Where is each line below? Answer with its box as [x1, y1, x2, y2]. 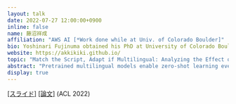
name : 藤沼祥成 [7, 30, 48, 37]
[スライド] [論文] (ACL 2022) [7, 89, 91, 98]
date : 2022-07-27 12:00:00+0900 [7, 17, 102, 24]
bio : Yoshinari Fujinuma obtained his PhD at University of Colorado [7, 43, 216, 50]
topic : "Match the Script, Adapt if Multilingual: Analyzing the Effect [7, 56, 225, 63]
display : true [7, 69, 49, 76]
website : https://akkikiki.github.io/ [7, 50, 121, 57]
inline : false [7, 23, 49, 30]
